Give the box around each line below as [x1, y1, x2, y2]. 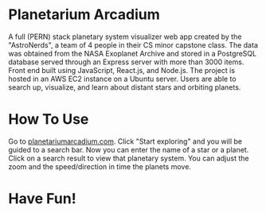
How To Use [8, 110, 89, 129]
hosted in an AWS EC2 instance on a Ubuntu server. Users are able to [8, 74, 237, 83]
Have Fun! [8, 190, 77, 208]
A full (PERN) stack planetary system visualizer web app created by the [8, 32, 242, 41]
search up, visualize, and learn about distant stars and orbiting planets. [8, 82, 241, 92]
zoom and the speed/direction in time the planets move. [8, 161, 191, 172]
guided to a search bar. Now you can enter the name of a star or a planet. [8, 145, 249, 154]
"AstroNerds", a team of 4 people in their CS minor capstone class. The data [8, 40, 259, 49]
